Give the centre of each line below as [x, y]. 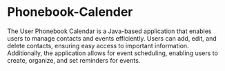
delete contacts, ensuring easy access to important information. [98, 45]
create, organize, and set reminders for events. [74, 60]
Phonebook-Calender [70, 12]
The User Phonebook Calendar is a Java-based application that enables [109, 31]
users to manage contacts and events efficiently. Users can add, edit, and [112, 38]
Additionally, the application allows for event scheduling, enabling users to [113, 53]
